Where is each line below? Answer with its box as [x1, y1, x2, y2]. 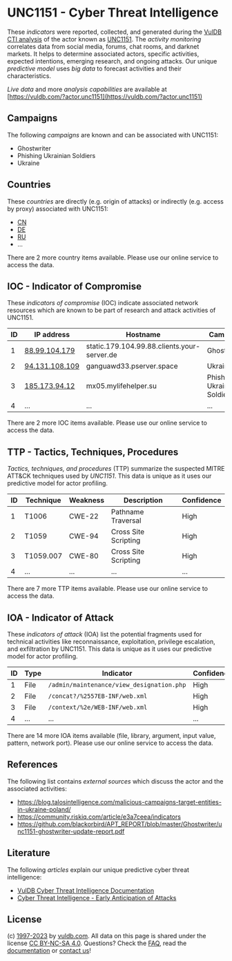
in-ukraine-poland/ [17, 805, 71, 813]
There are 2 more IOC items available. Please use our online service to [7, 419, 207, 427]
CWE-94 [68, 532, 99, 541]
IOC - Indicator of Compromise [7, 280, 142, 292]
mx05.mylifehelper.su [86, 381, 157, 391]
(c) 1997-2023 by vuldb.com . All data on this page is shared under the [7, 932, 206, 940]
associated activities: [7, 784, 68, 793]
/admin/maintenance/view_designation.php [48, 681, 186, 688]
